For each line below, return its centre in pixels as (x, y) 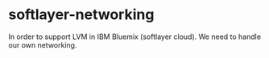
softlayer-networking (81, 15)
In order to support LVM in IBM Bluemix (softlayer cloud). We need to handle (135, 37)
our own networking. (43, 44)
